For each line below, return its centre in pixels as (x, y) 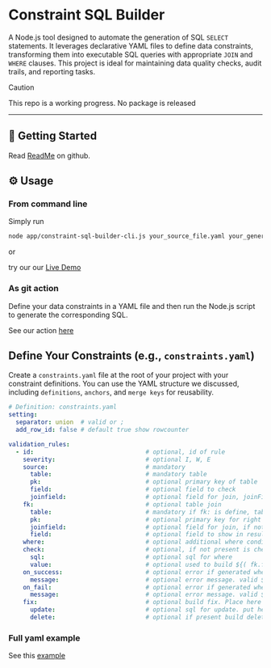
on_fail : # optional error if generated (137, 587)
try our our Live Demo (45, 268)
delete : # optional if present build (136, 617)
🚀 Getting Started (53, 136)
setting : (23, 415)
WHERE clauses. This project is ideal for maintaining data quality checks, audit (135, 63)
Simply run (26, 222)
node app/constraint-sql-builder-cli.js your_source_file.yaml (117, 236)
